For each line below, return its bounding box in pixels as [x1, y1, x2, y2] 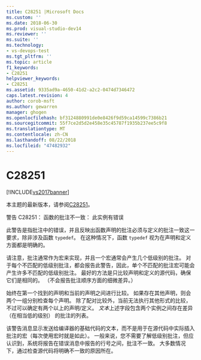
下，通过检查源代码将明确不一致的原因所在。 [6, 347, 117, 354]
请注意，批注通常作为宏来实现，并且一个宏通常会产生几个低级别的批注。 [6, 254, 184, 261]
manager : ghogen [6, 109, 47, 115]
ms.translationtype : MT [6, 126, 66, 132]
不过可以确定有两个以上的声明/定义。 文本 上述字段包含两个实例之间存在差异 [6, 304, 193, 311]
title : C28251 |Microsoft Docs [6, 8, 84, 15]
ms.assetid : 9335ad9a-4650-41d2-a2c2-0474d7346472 [6, 87, 135, 93]
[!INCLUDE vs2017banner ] [6, 188, 70, 196]
